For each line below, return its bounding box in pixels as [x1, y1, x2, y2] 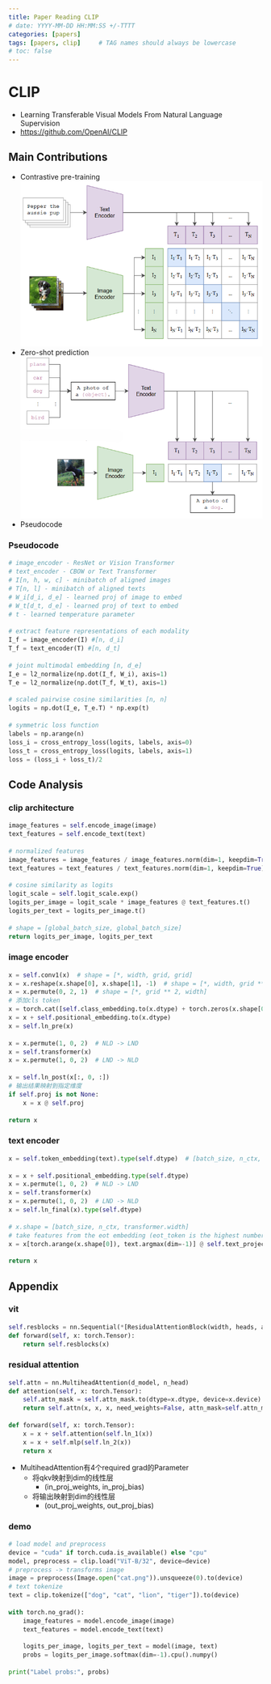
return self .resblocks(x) [23, 1340, 110, 1348]
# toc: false [8, 47, 52, 56]
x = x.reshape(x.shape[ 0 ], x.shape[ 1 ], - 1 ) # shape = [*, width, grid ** [8, 979, 265, 987]
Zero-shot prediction [19, 347, 90, 357]
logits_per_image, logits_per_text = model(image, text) [23, 1643, 219, 1651]
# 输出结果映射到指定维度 [8, 1082, 82, 1090]
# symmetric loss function [8, 721, 99, 730]
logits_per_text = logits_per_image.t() [8, 906, 147, 914]
